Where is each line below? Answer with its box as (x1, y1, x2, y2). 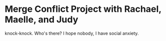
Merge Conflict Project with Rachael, (5, 3, 162, 15)
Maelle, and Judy (5, 14, 79, 25)
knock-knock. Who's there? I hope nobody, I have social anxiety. (5, 30, 139, 36)
